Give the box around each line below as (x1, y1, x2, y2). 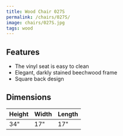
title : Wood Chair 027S (6, 8, 65, 15)
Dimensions (6, 92, 52, 102)
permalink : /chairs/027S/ (6, 14, 70, 20)
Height (9, 110, 29, 118)
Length (57, 110, 78, 118)
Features (6, 47, 40, 57)
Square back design (14, 75, 64, 83)
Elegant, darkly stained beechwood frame (14, 69, 118, 76)
